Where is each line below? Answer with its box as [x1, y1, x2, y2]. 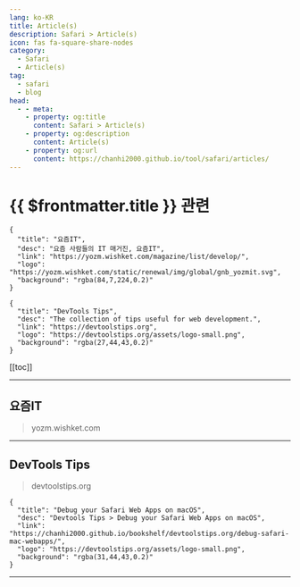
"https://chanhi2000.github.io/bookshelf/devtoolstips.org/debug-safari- [9, 529, 290, 539]
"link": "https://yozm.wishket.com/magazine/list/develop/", [17, 252, 250, 262]
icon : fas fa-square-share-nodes [9, 38, 134, 47]
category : [9, 46, 46, 55]
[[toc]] [9, 362, 33, 373]
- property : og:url [25, 146, 98, 155]
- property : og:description [25, 130, 129, 138]
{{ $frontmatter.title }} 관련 [9, 196, 210, 215]
